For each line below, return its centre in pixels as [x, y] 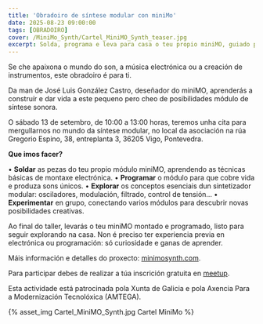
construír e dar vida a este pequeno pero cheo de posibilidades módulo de [128, 99]
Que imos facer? [36, 155]
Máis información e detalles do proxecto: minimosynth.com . [104, 258]
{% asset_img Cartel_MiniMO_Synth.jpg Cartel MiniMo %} [101, 312]
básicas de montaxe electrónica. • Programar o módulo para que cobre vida [131, 178]
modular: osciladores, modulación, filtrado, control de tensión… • [113, 195]
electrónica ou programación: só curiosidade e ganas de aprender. [115, 243]
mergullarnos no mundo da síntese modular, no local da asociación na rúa [127, 131]
